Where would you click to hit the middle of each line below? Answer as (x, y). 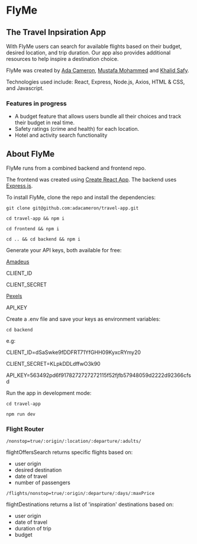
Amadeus (18, 262)
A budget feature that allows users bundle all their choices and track (98, 117)
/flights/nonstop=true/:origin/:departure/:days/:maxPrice (80, 494)
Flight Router (25, 429)
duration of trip (33, 529)
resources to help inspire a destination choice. (62, 59)
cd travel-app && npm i (35, 219)
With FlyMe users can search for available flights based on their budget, (94, 46)
